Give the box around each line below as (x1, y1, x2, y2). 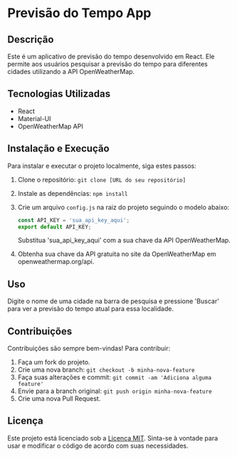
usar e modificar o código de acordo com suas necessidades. (7, 441, 189, 450)
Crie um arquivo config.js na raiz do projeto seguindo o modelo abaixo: (17, 203, 230, 211)
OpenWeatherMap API (17, 122, 83, 130)
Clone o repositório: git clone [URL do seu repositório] (17, 175, 186, 184)
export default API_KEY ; (17, 223, 92, 231)
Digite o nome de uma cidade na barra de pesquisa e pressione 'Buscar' (7, 297, 219, 305)
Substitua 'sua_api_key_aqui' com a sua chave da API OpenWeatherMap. (17, 236, 231, 245)
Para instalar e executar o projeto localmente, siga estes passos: (7, 162, 197, 170)
